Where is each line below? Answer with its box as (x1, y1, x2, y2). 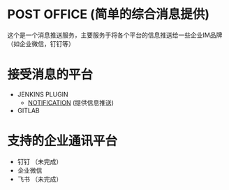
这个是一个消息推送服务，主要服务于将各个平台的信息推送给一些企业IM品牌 (7, 31, 223, 39)
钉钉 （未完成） (17, 157, 63, 166)
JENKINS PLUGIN (17, 90, 68, 98)
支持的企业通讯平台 (7, 133, 118, 149)
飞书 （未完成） (17, 175, 63, 183)
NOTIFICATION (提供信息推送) (27, 98, 114, 107)
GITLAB (17, 106, 40, 115)
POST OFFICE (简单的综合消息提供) (7, 6, 209, 22)
